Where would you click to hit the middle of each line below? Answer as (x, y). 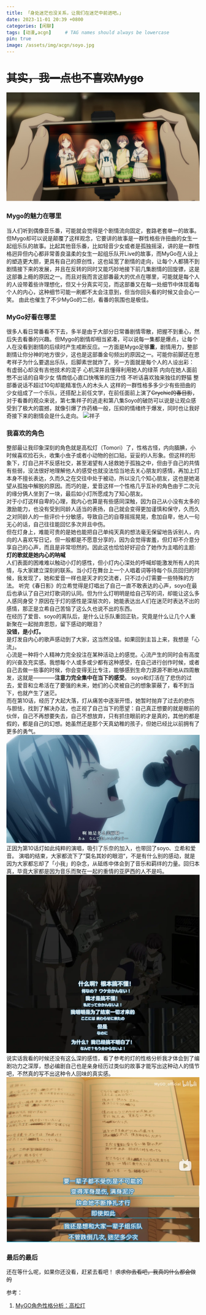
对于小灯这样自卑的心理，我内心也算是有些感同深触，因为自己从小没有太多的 (103, 501)
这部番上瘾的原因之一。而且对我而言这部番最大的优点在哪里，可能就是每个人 (103, 277)
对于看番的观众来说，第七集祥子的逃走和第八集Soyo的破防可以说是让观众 (99, 401)
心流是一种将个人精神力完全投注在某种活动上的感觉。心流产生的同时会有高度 (103, 655)
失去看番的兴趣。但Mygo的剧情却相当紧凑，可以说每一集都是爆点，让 (99, 339)
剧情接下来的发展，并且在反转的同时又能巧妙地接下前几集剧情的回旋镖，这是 (103, 269)
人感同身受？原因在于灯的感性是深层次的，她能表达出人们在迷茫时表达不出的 (103, 601)
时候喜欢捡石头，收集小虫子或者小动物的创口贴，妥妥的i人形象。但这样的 (98, 455)
